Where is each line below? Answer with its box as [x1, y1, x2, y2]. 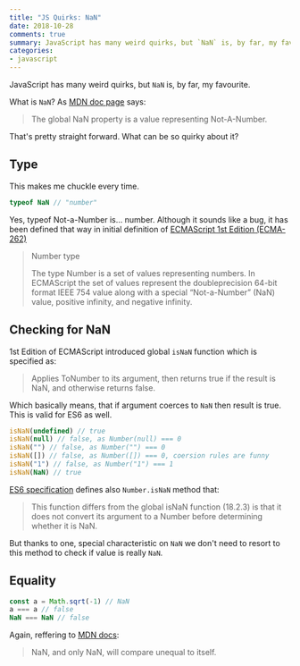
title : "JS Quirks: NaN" [9, 13, 102, 22]
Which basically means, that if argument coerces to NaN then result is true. [9, 400, 282, 410]
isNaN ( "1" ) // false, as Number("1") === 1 [9, 459, 174, 468]
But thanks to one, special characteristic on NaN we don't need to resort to [9, 537, 281, 548]
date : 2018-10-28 [9, 21, 74, 30]
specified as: [9, 355, 57, 367]
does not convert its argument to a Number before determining [30, 510, 263, 521]
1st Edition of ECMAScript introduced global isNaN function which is [9, 346, 257, 357]
